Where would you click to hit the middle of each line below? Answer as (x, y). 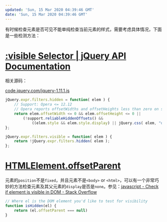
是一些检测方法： (23, 35)
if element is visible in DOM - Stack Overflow (51, 192)
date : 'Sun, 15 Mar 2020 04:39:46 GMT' (46, 14)
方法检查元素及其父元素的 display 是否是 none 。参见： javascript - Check (86, 187)
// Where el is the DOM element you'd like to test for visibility (77, 201)
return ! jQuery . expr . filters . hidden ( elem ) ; (62, 141)
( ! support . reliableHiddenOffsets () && (63, 118)
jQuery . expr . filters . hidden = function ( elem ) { (58, 100)
